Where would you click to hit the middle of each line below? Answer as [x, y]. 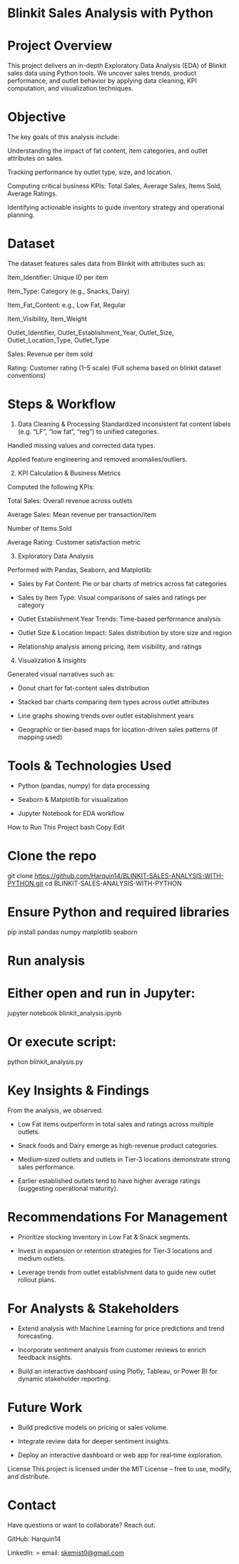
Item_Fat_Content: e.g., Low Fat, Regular [67, 305]
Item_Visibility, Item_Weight [47, 319]
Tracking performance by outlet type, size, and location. [90, 172]
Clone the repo [52, 856]
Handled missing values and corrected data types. [81, 445]
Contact [32, 1505]
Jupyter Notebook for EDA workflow [71, 813]
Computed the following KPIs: [51, 487]
